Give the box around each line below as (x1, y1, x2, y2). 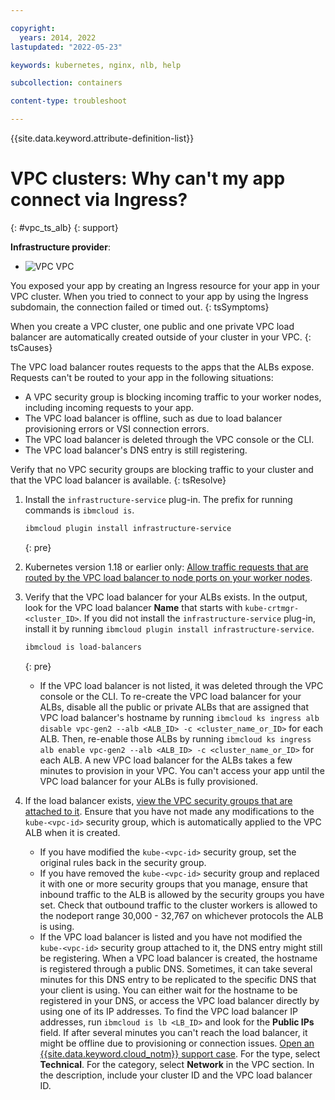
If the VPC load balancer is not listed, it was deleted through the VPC (39, 679, 324, 691)
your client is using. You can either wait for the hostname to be (39, 984, 298, 996)
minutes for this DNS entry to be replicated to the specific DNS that (39, 973, 317, 985)
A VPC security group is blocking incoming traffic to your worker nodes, (24, 391, 322, 403)
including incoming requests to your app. (24, 401, 195, 413)
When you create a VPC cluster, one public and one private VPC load (10, 320, 295, 332)
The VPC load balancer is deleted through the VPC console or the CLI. (24, 433, 315, 445)
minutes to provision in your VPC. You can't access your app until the (39, 764, 325, 776)
